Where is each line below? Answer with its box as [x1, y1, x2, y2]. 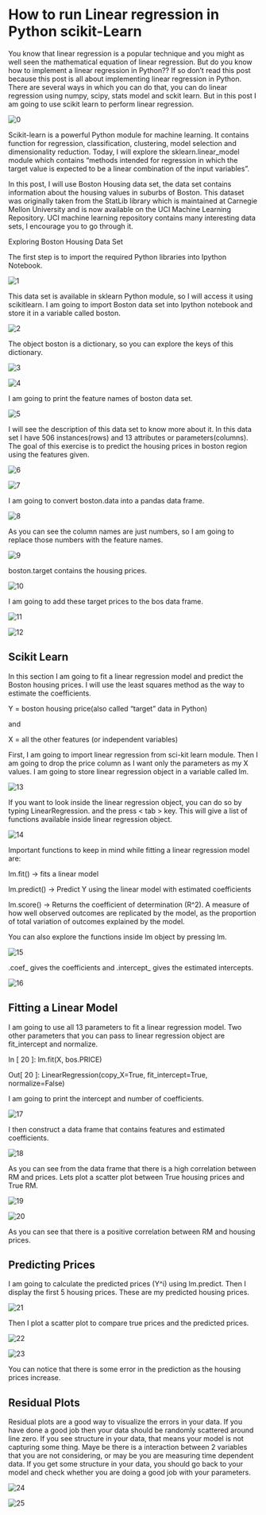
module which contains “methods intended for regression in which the [8, 155, 238, 164]
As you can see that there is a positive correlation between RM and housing [8, 1227, 256, 1236]
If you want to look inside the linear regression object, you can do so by [8, 797, 242, 807]
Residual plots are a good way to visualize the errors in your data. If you [8, 1417, 243, 1427]
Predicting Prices [8, 1258, 95, 1271]
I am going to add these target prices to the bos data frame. [8, 596, 204, 606]
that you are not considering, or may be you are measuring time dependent [8, 1451, 254, 1460]
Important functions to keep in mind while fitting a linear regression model [8, 845, 250, 854]
